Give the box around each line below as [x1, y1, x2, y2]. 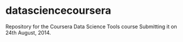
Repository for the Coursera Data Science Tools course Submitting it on [5, 23, 177, 30]
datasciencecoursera [5, 4, 111, 17]
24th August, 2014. [5, 29, 51, 36]
